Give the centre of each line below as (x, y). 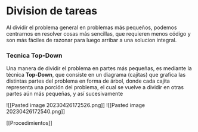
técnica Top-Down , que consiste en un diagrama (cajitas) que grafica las (96, 75)
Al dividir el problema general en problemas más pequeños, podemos (92, 27)
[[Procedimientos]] (29, 123)
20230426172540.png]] (36, 112)
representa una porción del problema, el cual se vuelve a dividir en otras (95, 87)
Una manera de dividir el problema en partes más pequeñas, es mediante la (99, 68)
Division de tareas (52, 11)
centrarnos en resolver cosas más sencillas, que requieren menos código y (98, 33)
